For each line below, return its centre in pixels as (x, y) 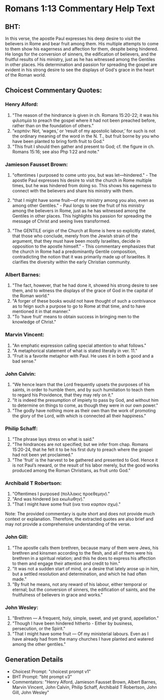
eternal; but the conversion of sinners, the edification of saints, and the (84, 589)
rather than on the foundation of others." (53, 125)
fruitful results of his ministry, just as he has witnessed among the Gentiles (80, 59)
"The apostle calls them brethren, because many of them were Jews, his (85, 548)
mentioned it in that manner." (41, 311)
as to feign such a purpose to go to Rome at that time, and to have (79, 306)
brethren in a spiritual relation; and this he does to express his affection (84, 558)
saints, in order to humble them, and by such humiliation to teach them (83, 390)
